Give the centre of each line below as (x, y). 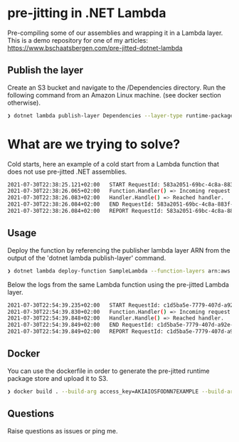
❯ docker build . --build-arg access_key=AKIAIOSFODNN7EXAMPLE (103, 391)
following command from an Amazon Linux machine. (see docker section (115, 95)
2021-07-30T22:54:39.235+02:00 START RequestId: (84, 305)
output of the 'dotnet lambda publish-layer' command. (87, 258)
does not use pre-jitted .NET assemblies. (67, 172)
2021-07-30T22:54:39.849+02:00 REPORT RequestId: (85, 332)
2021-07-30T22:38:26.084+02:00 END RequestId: (81, 204)
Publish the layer (46, 70)
